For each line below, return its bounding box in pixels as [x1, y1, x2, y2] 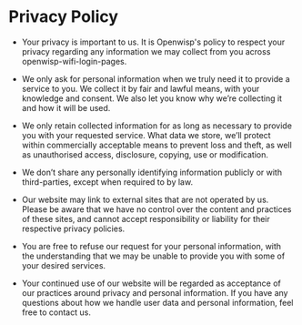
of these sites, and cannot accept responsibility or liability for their [21, 213, 270, 224]
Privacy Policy [8, 6, 119, 27]
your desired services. [21, 259, 106, 270]
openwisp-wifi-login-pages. [21, 56, 127, 66]
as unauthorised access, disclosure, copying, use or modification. [21, 148, 269, 160]
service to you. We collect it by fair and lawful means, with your [21, 83, 260, 94]
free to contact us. [21, 307, 92, 318]
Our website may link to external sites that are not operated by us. [21, 194, 269, 205]
